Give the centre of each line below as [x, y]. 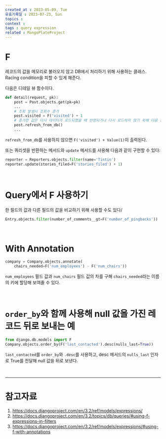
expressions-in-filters [34, 421]
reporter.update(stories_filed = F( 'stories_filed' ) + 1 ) [64, 164]
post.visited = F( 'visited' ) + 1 [48, 116]
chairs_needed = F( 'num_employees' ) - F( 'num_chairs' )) [70, 266]
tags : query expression [31, 28]
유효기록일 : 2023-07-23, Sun [34, 14]
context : [15, 23]
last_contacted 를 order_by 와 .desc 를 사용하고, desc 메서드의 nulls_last [77, 354]
